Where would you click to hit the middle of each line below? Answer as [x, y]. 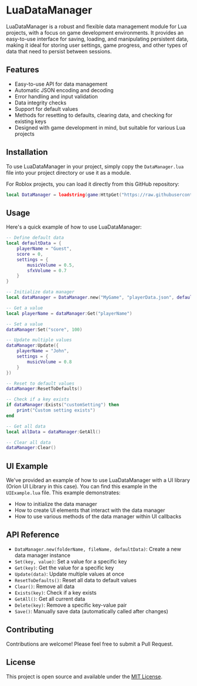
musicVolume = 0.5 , [51, 265]
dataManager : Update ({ [33, 346]
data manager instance [42, 555]
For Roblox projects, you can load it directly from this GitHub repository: [93, 184]
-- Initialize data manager [40, 292]
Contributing [30, 630]
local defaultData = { [34, 243]
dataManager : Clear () [31, 448]
